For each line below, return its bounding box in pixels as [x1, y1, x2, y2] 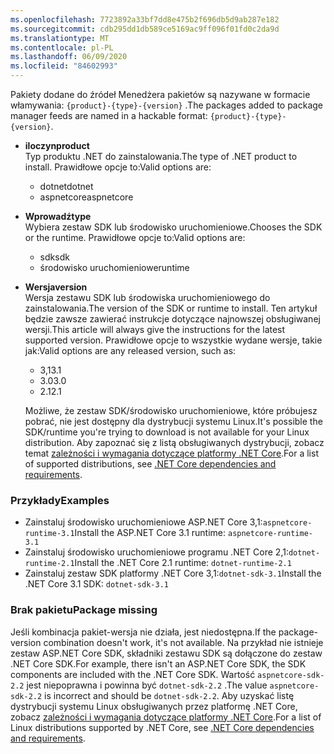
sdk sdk [39, 251, 70, 263]
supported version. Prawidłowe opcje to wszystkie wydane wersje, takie [24, 334, 323, 346]
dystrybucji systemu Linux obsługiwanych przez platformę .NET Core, [10, 700, 298, 712]
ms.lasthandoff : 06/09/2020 [10, 52, 128, 62]
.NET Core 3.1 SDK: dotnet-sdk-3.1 [24, 578, 170, 590]
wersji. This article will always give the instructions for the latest [24, 324, 286, 335]
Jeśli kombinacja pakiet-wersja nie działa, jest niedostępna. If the [10, 626, 277, 638]
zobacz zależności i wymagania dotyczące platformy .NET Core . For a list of [10, 711, 322, 723]
